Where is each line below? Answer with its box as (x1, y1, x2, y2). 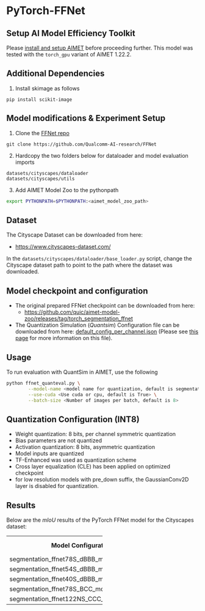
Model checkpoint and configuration (6, 286, 148, 296)
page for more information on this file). (15, 335, 113, 342)
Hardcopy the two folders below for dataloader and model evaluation (15, 152, 189, 159)
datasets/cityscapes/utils (6, 176, 75, 182)
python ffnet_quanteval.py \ (6, 380, 81, 386)
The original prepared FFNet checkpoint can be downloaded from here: (15, 302, 195, 309)
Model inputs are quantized (15, 450, 84, 457)
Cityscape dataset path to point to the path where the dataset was (6, 261, 173, 269)
